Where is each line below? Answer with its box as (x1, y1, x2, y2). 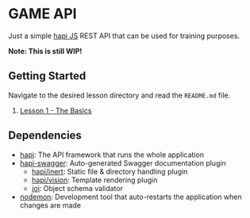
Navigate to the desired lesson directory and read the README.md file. (8, 90, 231, 100)
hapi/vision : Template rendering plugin (31, 175, 158, 185)
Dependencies (8, 128, 82, 143)
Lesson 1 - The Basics (19, 105, 92, 115)
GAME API (8, 5, 77, 23)
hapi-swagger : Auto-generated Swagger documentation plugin (19, 158, 226, 167)
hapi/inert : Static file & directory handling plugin (31, 166, 188, 176)
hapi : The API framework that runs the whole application (19, 150, 205, 159)
